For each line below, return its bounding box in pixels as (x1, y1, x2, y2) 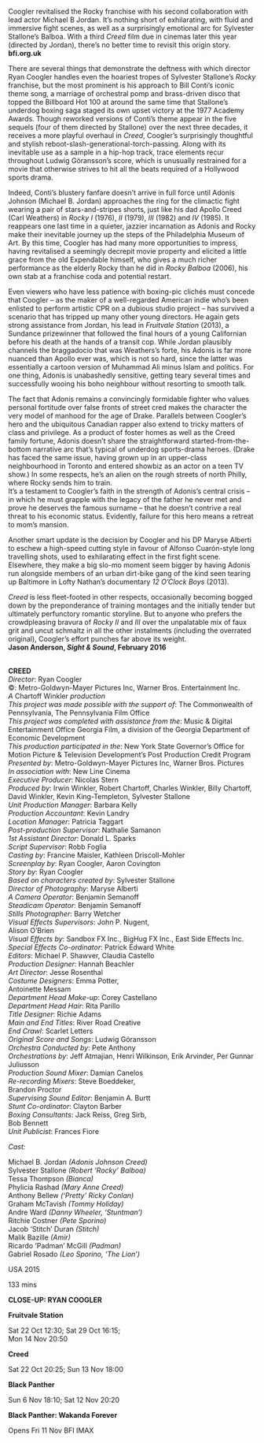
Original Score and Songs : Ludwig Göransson (8, 1035, 156, 1043)
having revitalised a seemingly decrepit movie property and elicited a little (8, 247, 247, 255)
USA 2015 (8, 1265, 41, 1274)
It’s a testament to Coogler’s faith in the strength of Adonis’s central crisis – (8, 486, 251, 496)
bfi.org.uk (8, 49, 42, 58)
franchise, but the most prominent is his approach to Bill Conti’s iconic (8, 80, 235, 90)
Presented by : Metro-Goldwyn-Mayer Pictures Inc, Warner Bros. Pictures (8, 758, 244, 768)
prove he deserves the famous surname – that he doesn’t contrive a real (8, 504, 241, 512)
